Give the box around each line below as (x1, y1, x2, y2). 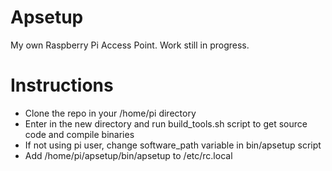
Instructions (10, 74, 114, 97)
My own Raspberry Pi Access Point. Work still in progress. (10, 39, 250, 51)
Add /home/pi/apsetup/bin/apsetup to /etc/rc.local (24, 149, 233, 161)
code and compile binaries (24, 128, 135, 140)
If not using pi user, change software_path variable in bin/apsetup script (24, 139, 322, 151)
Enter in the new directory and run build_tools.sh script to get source (24, 117, 308, 130)
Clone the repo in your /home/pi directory (24, 107, 197, 119)
